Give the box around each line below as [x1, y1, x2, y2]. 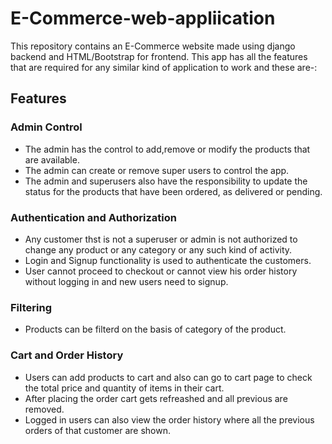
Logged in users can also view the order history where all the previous [24, 413, 315, 426]
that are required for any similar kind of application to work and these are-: [10, 61, 318, 73]
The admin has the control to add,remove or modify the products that [24, 143, 311, 155]
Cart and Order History [10, 348, 124, 362]
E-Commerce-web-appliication [10, 7, 276, 30]
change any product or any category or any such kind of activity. [24, 243, 293, 256]
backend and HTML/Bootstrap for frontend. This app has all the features [10, 50, 308, 62]
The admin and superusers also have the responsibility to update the [24, 175, 308, 187]
